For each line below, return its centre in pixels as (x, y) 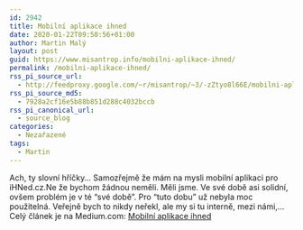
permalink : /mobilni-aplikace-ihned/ (80, 69)
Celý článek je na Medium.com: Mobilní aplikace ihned (110, 216)
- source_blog (44, 118)
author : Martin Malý (48, 43)
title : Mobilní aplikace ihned (68, 26)
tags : (19, 143)
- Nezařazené (42, 135)
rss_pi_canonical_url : (52, 110)
